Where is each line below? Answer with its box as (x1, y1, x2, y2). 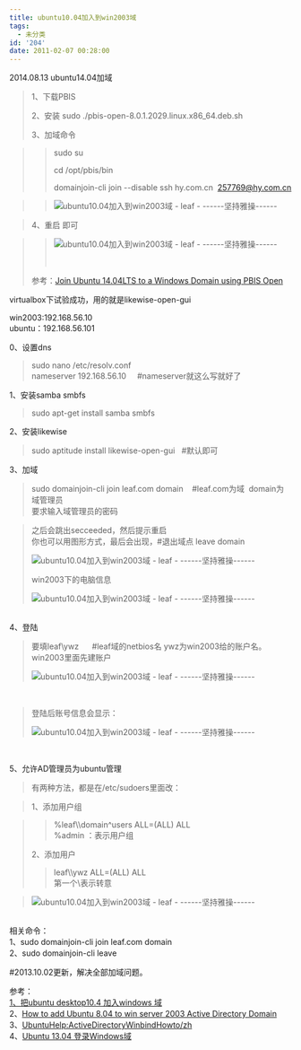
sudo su (53, 147, 83, 158)
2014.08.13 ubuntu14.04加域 (9, 73, 113, 83)
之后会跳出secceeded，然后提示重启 (30, 525, 168, 536)
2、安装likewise (9, 426, 67, 437)
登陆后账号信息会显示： (30, 708, 118, 719)
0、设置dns (9, 342, 52, 353)
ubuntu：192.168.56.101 (9, 323, 96, 334)
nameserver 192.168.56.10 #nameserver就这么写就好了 (30, 371, 242, 381)
